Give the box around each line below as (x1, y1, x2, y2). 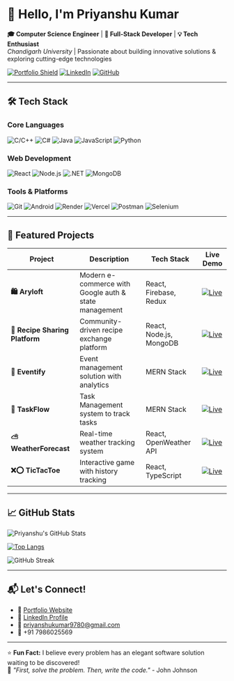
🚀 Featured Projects (7, 229, 95, 241)
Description (89, 254, 130, 264)
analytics (79, 380, 109, 390)
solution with (79, 372, 122, 381)
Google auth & (79, 288, 127, 298)
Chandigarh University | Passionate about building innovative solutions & (7, 47, 217, 55)
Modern (79, 270, 106, 280)
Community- (79, 316, 123, 326)
